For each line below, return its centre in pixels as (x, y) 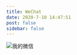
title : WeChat (24, 12)
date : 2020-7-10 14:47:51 (38, 17)
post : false (21, 23)
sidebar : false (25, 28)
